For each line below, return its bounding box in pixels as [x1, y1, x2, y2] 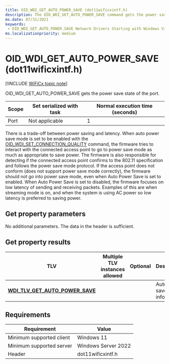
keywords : [5, 21, 26, 27]
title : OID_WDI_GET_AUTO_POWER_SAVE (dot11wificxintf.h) [5, 7, 128, 13]
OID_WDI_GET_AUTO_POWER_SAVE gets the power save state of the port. [5, 90, 160, 96]
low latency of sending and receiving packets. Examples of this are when [5, 184, 157, 190]
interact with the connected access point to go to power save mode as [5, 146, 152, 152]
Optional [130, 262, 151, 270]
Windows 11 [77, 334, 108, 341]
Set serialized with [32, 102, 78, 109]
